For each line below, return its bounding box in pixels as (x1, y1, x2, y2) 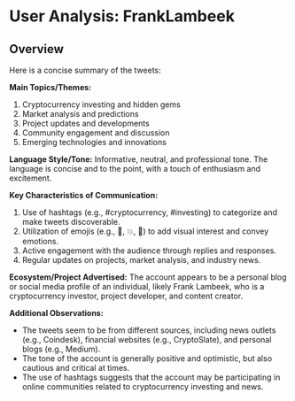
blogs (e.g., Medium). (21, 343, 101, 354)
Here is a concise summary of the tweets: (9, 65, 161, 75)
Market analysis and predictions (21, 109, 139, 119)
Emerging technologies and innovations (21, 137, 167, 147)
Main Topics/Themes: (9, 82, 91, 92)
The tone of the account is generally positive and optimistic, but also (21, 353, 273, 364)
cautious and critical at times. (21, 363, 130, 373)
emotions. (21, 236, 59, 246)
